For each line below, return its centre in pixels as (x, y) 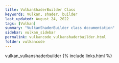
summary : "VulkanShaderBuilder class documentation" (60, 28)
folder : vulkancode (25, 42)
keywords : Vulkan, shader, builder (41, 14)
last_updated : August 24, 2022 (37, 19)
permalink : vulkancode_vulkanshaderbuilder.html (56, 37)
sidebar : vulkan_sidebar (30, 32)
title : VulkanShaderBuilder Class (40, 10)
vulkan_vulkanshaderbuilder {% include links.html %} (59, 56)
